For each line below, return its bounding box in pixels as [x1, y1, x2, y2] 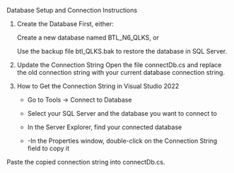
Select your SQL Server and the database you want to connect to [27, 109, 217, 117]
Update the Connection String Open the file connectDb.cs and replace [16, 61, 222, 69]
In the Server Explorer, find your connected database [27, 123, 182, 131]
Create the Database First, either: [16, 20, 114, 28]
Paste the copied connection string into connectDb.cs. [6, 158, 165, 166]
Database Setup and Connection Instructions [6, 6, 138, 14]
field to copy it [27, 144, 70, 153]
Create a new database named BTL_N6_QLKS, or [16, 33, 160, 42]
